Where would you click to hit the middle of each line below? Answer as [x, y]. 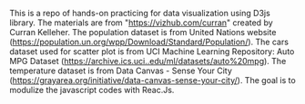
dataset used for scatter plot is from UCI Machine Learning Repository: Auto [152, 52]
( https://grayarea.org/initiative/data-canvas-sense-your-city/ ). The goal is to [152, 80]
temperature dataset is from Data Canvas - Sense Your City [121, 71]
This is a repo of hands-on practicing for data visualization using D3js [140, 13]
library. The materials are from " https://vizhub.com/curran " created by [141, 23]
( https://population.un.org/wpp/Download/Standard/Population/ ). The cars [149, 42]
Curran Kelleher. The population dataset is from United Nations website [143, 32]
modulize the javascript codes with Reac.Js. [92, 90]
